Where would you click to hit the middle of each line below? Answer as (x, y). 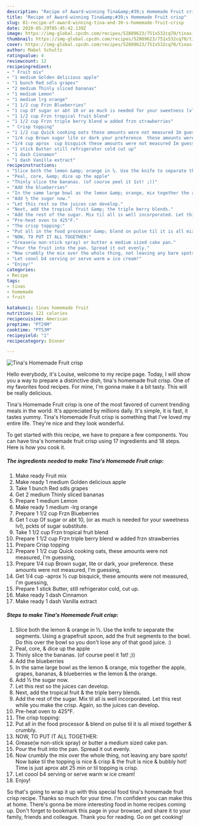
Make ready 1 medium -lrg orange (56, 507)
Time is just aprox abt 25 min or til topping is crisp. (77, 768)
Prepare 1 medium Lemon (46, 501)
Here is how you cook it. (36, 447)
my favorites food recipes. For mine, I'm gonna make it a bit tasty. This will (97, 387)
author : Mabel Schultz (35, 50)
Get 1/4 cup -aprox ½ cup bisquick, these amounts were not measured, (102, 576)
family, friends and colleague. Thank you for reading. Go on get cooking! (95, 817)
